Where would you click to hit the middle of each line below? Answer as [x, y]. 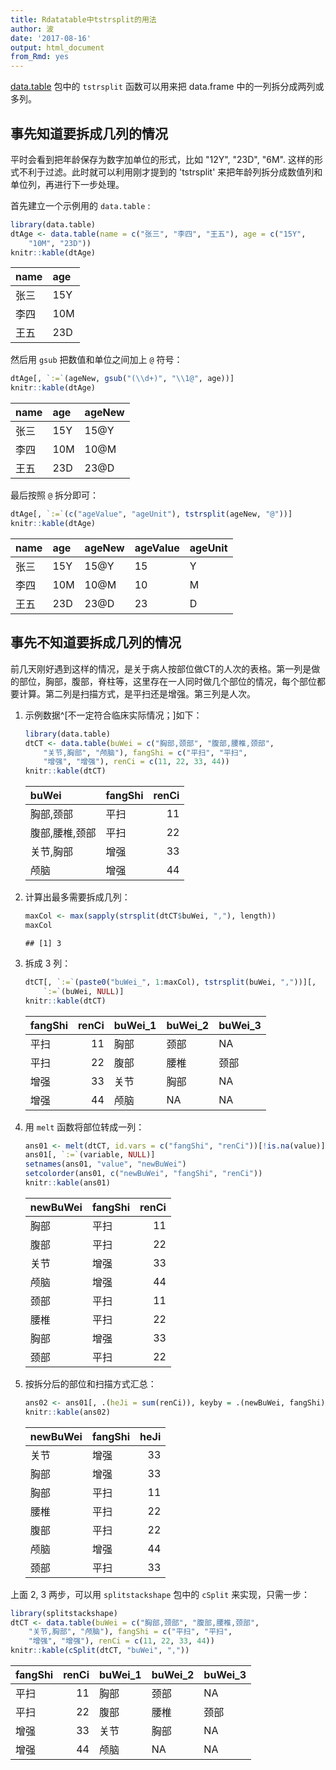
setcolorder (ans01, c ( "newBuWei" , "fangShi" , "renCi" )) [143, 1174]
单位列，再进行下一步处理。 [67, 184]
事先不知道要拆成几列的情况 [96, 642]
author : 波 [32, 29]
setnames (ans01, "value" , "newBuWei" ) [105, 1164]
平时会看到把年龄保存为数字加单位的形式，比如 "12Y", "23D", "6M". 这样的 [162, 159]
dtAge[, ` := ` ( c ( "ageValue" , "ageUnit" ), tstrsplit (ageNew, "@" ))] [151, 514]
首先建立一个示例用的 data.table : [80, 205]
